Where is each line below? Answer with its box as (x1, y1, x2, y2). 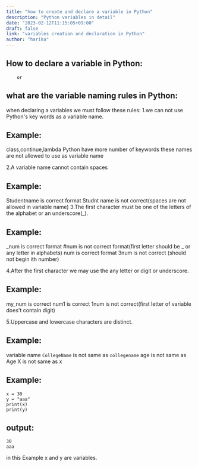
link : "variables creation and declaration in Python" (6, 31, 145, 37)
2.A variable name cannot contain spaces (6, 164, 108, 171)
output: (6, 422, 34, 433)
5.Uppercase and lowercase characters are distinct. (6, 318, 133, 325)
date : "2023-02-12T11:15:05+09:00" (6, 20, 95, 26)
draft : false (6, 25, 39, 32)
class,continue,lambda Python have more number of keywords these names (6, 146, 193, 153)
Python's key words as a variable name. (6, 113, 104, 120)
